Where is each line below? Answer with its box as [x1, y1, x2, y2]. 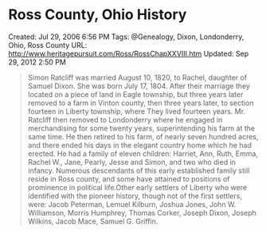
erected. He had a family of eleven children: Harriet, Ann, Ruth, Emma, [27, 149, 259, 158]
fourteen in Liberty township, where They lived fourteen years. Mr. [27, 106, 245, 116]
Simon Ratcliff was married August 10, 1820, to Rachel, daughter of [27, 72, 248, 82]
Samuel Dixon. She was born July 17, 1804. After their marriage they [27, 81, 251, 91]
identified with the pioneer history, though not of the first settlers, [27, 191, 243, 201]
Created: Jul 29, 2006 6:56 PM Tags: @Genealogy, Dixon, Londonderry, [8, 32, 244, 41]
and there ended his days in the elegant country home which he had [27, 140, 252, 150]
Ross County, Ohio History [8, 6, 187, 24]
